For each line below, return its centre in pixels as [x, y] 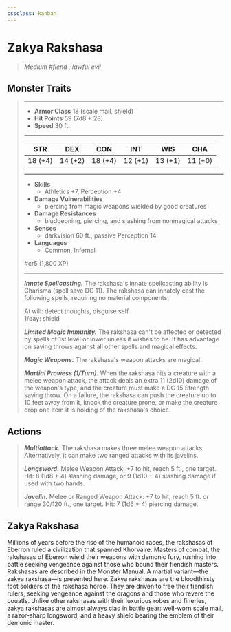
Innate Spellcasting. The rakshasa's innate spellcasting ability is [116, 284]
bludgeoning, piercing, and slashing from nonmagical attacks [131, 221]
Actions [24, 431]
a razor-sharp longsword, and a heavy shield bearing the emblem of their [111, 615]
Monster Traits [40, 88]
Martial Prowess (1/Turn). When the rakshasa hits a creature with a [120, 373]
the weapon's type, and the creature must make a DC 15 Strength [117, 388]
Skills [42, 185]
